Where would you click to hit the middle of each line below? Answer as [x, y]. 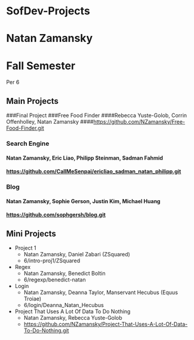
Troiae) [33, 299]
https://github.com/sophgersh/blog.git [56, 215]
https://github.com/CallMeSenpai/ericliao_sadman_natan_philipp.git [94, 171]
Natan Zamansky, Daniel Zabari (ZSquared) [77, 255]
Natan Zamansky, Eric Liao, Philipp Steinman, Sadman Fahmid [84, 158]
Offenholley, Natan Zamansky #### [50, 122]
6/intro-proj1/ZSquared [52, 261]
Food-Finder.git [25, 128]
